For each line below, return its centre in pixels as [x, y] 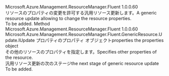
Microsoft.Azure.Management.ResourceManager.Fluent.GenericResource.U [84, 34]
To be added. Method [28, 24]
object [12, 46]
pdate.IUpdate [20, 40]
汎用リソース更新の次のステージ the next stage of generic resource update [82, 63]
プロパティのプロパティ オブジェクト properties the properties [100, 40]
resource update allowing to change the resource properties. [68, 18]
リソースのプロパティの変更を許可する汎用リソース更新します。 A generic [81, 13]
